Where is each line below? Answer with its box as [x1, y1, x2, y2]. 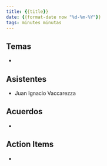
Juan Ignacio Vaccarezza [14, 89, 76, 97]
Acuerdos [6, 107, 43, 117]
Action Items [6, 140, 54, 150]
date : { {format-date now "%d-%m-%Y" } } [6, 14, 101, 20]
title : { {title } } [6, 8, 49, 15]
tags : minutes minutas [6, 19, 62, 25]
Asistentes [6, 74, 47, 84]
